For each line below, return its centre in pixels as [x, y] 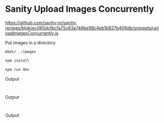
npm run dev [17, 69]
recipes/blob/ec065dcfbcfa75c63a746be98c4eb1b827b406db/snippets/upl [82, 28]
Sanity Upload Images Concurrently [80, 9]
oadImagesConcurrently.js [32, 33]
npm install [17, 61]
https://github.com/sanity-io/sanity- [41, 23]
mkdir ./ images [21, 52]
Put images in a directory [30, 42]
